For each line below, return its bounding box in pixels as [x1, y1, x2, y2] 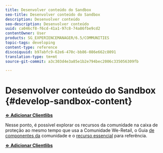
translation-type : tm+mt [5, 54, 58, 59]
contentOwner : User [5, 31, 46, 36]
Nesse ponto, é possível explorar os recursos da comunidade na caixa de [5, 122, 158, 128]
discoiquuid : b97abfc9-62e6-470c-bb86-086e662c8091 [5, 49, 116, 54]
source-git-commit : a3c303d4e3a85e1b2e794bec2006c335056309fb [5, 59, 139, 64]
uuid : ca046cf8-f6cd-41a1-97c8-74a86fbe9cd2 [5, 26, 100, 31]
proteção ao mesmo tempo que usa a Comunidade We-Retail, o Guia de [5, 127, 155, 133]
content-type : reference [5, 45, 58, 50]
